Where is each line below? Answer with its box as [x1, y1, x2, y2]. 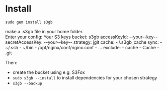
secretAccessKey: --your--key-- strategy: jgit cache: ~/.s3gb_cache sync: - [5, 39, 162, 45]
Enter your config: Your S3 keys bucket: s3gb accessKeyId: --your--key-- [5, 34, 158, 40]
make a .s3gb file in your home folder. [5, 28, 84, 34]
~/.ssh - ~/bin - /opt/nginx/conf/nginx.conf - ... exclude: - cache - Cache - [5, 44, 159, 50]
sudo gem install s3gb [5, 20, 53, 25]
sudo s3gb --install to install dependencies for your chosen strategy [12, 74, 157, 80]
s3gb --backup [12, 81, 42, 86]
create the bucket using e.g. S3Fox [12, 69, 86, 75]
